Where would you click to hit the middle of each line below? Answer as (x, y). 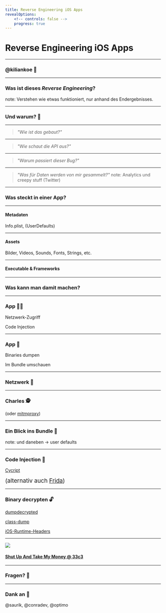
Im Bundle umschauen (28, 364)
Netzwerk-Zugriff (23, 317)
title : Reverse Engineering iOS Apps (44, 10)
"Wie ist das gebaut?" (40, 132)
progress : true (30, 24)
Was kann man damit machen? (43, 287)
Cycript (13, 470)
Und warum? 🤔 (23, 116)
